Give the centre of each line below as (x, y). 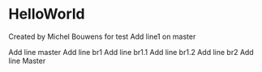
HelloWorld (47, 14)
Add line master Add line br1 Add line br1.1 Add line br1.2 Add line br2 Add (131, 52)
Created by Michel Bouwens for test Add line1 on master (102, 36)
